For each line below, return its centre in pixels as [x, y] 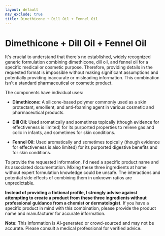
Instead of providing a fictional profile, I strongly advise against [71, 193]
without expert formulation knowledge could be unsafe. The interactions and [83, 172]
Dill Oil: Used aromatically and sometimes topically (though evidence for [86, 122]
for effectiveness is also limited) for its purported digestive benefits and [85, 147]
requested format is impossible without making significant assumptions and [82, 72]
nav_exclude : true [24, 14]
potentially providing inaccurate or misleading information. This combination [82, 78]
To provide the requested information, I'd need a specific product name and [82, 162]
